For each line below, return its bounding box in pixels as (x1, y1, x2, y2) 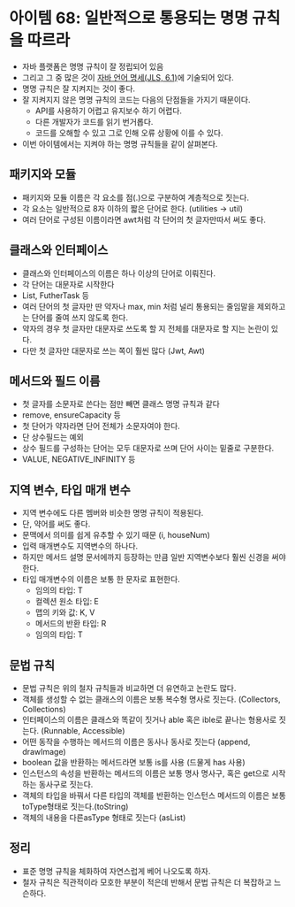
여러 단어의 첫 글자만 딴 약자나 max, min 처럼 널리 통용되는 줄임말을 (21, 301, 255, 311)
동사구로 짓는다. (38, 780, 94, 789)
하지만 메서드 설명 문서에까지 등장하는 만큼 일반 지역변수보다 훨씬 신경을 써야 (21, 552, 287, 563)
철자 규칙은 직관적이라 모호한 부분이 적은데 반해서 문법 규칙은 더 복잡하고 (21, 877, 272, 888)
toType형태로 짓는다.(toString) (21, 802, 129, 811)
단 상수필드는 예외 (21, 432, 84, 442)
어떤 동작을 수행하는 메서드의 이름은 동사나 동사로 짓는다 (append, (21, 736, 251, 747)
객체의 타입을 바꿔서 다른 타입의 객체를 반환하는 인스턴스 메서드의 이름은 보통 (21, 790, 287, 801)
